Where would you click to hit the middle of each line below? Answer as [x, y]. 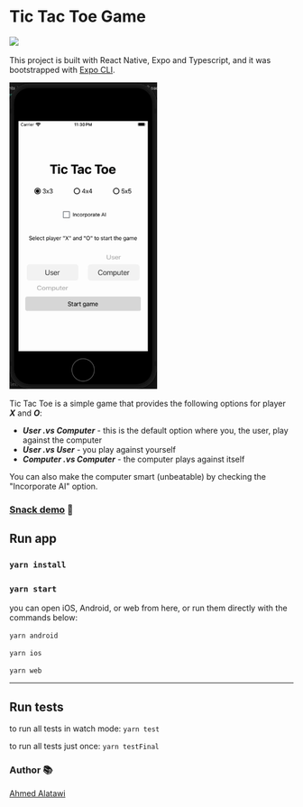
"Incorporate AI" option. [54, 486]
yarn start [33, 589]
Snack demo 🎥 [41, 509]
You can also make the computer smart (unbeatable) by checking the [138, 476]
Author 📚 [31, 770]
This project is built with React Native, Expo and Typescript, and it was [140, 60]
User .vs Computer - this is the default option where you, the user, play [155, 430]
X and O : [26, 413]
